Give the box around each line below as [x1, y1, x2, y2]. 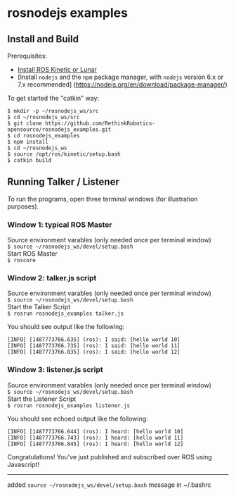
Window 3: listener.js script [7, 365, 103, 375]
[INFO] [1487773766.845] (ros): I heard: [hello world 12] [7, 440, 184, 447]
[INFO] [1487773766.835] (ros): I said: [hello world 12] [7, 349, 181, 356]
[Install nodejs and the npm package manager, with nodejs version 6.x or [17, 73, 224, 81]
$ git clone [7, 120, 42, 127]
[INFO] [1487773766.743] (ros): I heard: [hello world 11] [7, 434, 184, 441]
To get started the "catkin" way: [7, 94, 100, 102]
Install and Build [7, 33, 79, 45]
